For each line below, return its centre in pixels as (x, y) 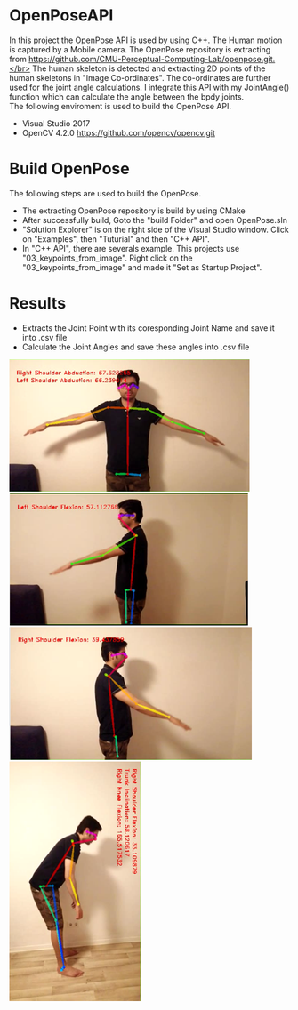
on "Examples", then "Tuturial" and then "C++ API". (116, 239)
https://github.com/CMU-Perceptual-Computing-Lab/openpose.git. (152, 59)
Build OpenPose (70, 169)
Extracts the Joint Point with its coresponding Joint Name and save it (149, 328)
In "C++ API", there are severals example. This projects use (131, 248)
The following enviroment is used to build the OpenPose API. (121, 106)
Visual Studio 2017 (56, 123)
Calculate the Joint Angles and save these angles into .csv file (136, 347)
